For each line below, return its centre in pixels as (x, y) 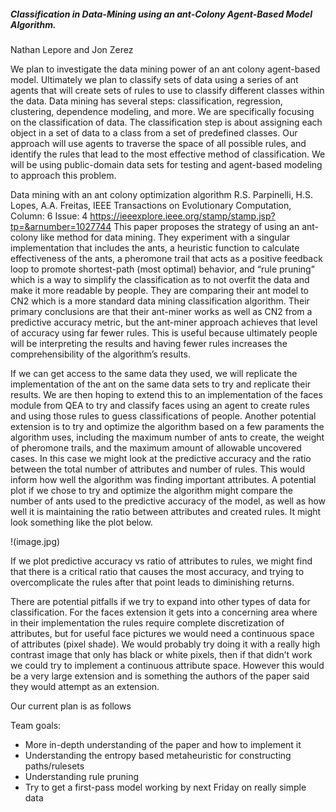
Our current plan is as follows (71, 706)
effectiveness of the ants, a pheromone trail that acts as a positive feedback (166, 258)
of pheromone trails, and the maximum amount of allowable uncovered (156, 447)
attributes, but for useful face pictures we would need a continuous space (162, 633)
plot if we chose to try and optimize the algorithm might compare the (151, 490)
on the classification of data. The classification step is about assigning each (166, 122)
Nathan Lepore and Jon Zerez (72, 49)
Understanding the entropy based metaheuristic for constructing (158, 755)
